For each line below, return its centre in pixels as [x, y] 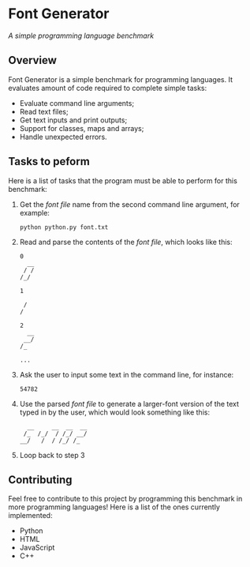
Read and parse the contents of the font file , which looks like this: [126, 242]
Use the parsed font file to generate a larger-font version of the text [129, 404]
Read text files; [44, 111]
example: [34, 212]
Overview [33, 60]
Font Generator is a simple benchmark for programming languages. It [120, 79]
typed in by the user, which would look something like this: [115, 412]
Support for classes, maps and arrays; [82, 128]
